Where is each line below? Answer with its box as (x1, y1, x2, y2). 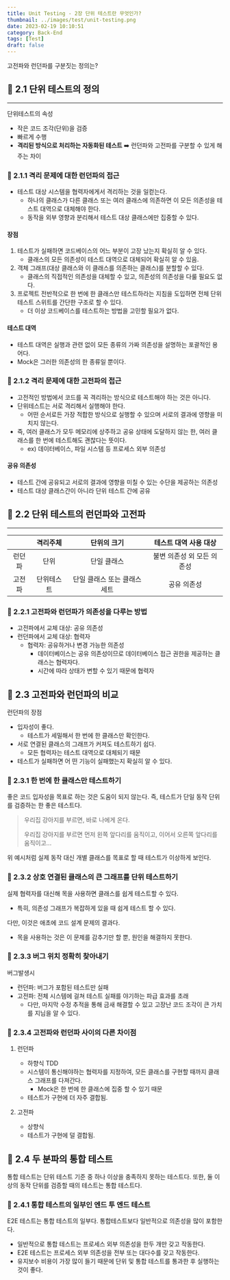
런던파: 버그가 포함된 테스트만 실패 (16, 983, 109, 991)
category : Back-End (7, 29, 63, 36)
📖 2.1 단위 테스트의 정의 (7, 84, 100, 95)
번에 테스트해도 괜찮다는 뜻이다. (42, 436, 127, 444)
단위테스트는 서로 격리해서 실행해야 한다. (16, 402, 125, 410)
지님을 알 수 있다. (34, 1009, 81, 1017)
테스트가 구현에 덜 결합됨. (27, 1131, 96, 1139)
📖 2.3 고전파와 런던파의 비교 (7, 688, 119, 700)
